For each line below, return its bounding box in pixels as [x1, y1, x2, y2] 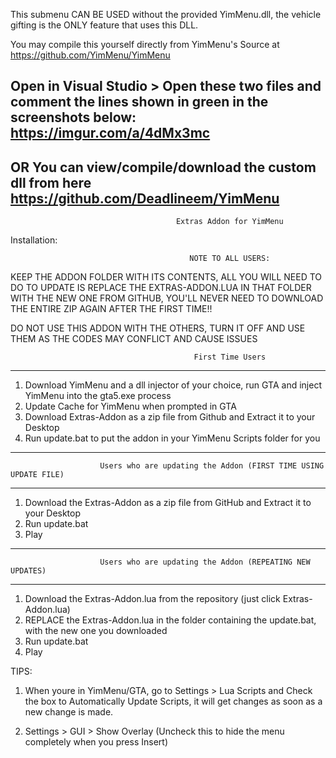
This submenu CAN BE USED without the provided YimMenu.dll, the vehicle [10, 9, 322, 20]
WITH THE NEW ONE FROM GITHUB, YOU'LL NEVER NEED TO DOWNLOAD [10, 292, 324, 304]
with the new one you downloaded [24, 625, 168, 637]
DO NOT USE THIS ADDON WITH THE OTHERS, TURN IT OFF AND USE [10, 322, 306, 334]
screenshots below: [10, 109, 137, 126]
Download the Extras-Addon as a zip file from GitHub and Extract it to [24, 497, 312, 509]
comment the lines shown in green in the [10, 94, 269, 111]
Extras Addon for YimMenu [175, 217, 284, 227]
